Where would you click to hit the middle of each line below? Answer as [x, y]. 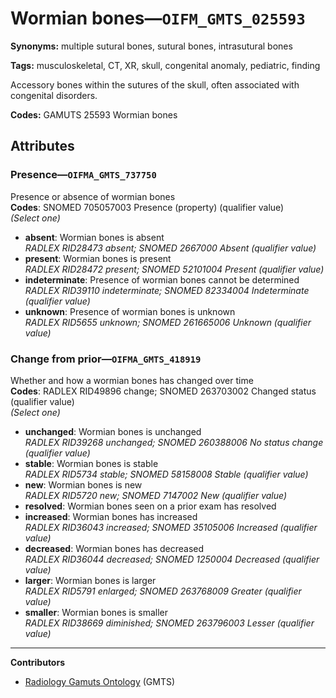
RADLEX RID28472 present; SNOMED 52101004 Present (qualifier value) [174, 269]
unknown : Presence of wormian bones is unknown [130, 311]
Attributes [42, 146]
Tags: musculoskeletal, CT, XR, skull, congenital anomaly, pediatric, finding [165, 65]
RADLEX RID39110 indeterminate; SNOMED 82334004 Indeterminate [167, 290]
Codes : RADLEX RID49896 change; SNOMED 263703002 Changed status [163, 391]
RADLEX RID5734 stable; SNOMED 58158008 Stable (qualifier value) [166, 474]
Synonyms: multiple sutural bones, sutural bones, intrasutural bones [151, 46]
